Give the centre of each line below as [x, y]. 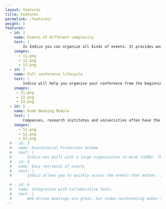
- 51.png [27, 129]
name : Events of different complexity [54, 38]
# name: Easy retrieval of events [47, 166]
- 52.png [27, 134]
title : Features [22, 14]
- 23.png [25, 102]
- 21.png [25, 93]
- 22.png [25, 97]
